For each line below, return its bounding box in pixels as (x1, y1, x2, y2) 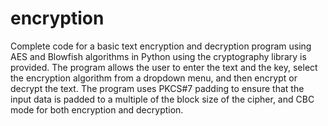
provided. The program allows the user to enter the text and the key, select (10, 61, 318, 73)
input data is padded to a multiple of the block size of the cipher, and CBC (10, 93, 315, 105)
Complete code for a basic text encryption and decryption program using (10, 40, 312, 52)
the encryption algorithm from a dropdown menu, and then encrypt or (10, 72, 298, 84)
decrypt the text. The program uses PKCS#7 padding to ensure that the (10, 82, 305, 94)
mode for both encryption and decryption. (10, 103, 184, 116)
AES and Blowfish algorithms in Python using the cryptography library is (10, 50, 307, 62)
